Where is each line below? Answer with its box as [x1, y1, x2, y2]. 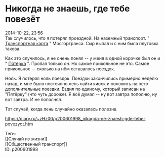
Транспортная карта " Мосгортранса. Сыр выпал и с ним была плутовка [5, 40, 159, 46]
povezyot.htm [5, 121, 33, 127]
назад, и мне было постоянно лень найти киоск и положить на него [5, 80, 148, 87]
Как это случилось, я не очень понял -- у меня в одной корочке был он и [5, 55, 161, 61]
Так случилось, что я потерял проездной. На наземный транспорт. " [5, 35, 150, 41]
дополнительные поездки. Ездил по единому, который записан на [5, 86, 145, 92]
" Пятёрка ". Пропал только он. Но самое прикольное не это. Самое [5, 60, 150, 66]
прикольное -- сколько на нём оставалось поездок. [5, 65, 115, 72]
